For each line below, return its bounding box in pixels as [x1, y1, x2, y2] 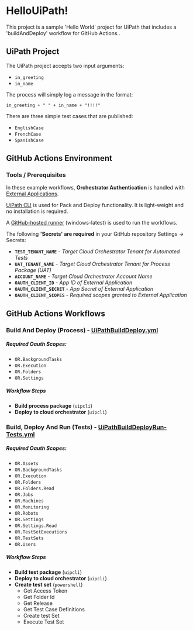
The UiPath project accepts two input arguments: [6, 62, 125, 69]
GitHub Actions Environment [6, 153, 112, 163]
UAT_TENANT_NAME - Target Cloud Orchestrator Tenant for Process [14, 260, 171, 267]
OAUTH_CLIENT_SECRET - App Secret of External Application [14, 285, 154, 292]
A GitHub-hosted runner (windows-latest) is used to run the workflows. [6, 219, 178, 226]
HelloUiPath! [6, 4, 68, 18]
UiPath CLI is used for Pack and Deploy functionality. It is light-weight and [6, 202, 184, 209]
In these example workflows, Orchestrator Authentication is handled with [6, 184, 185, 191]
